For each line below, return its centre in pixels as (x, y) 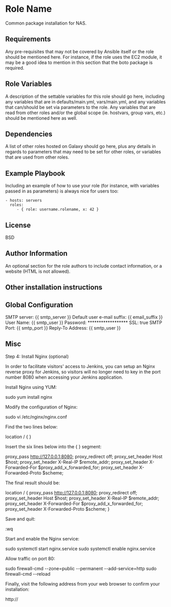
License (18, 225)
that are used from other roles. (37, 157)
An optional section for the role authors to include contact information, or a (84, 266)
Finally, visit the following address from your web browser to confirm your (83, 583)
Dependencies (29, 134)
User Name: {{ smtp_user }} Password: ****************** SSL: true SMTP (84, 322)
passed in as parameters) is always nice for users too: (62, 191)
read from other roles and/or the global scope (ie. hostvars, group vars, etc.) (85, 113)
